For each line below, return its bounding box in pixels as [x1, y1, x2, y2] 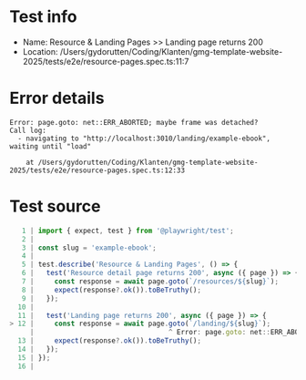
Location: [22, 46, 58, 56]
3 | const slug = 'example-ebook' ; [21, 243, 157, 252]
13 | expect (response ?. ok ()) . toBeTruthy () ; [17, 336, 202, 345]
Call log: [9, 126, 47, 135]
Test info [9, 6, 77, 27]
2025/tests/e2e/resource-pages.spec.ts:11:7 [22, 56, 189, 67]
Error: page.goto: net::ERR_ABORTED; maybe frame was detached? [9, 118, 259, 127]
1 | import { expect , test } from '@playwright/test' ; [21, 226, 234, 235]
